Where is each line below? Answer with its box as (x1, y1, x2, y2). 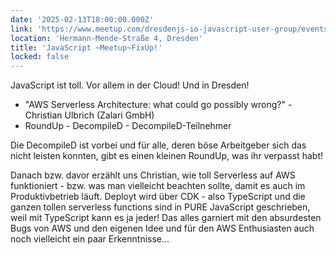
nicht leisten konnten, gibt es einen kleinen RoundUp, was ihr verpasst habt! (10, 150, 324, 162)
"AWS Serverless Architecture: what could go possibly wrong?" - (24, 99, 293, 111)
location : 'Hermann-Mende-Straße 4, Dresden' (10, 33, 203, 43)
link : (10, 24, 33, 34)
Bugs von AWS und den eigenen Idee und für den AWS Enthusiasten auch (10, 222, 315, 235)
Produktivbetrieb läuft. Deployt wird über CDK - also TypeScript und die (10, 191, 306, 203)
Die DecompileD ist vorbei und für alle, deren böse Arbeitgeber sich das (10, 139, 307, 151)
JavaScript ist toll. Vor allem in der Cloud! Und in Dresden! (10, 79, 250, 91)
